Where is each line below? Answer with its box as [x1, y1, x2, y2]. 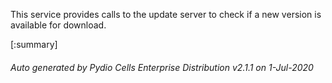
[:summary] [10, 39, 58, 50]
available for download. [10, 19, 107, 31]
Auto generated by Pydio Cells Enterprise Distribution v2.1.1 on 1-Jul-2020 [10, 61, 314, 73]
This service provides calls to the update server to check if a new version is [10, 9, 322, 20]
